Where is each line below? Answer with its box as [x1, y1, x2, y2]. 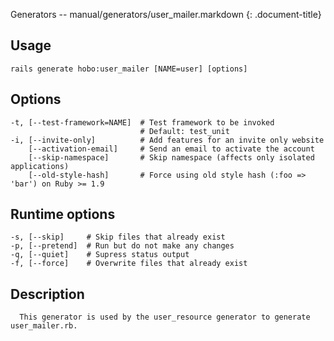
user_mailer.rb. [10, 321, 78, 331]
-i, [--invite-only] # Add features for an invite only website [10, 135, 325, 145]
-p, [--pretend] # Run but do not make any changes [10, 241, 235, 251]
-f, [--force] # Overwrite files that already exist [10, 259, 248, 269]
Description [10, 285, 85, 303]
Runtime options [10, 206, 116, 223]
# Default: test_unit [139, 126, 230, 136]
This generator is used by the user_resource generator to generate [19, 312, 311, 323]
